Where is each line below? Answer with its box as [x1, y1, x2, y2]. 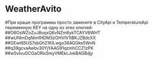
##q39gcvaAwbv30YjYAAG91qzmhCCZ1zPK [5, 45, 94, 51]
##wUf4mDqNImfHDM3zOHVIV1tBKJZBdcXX [5, 35, 96, 41]
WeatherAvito [5, 3, 62, 15]
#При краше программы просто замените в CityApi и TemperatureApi [5, 19, 149, 25]
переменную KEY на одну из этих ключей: [5, 24, 93, 30]
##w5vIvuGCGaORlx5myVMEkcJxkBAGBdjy [5, 50, 93, 56]
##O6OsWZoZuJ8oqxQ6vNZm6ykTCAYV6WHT [5, 30, 101, 35]
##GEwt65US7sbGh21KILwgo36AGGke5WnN [5, 40, 95, 46]
